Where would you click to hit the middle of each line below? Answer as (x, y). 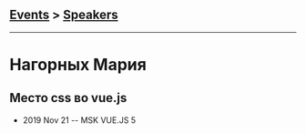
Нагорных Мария (78, 65)
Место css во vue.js (68, 98)
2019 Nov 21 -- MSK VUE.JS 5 (79, 120)
